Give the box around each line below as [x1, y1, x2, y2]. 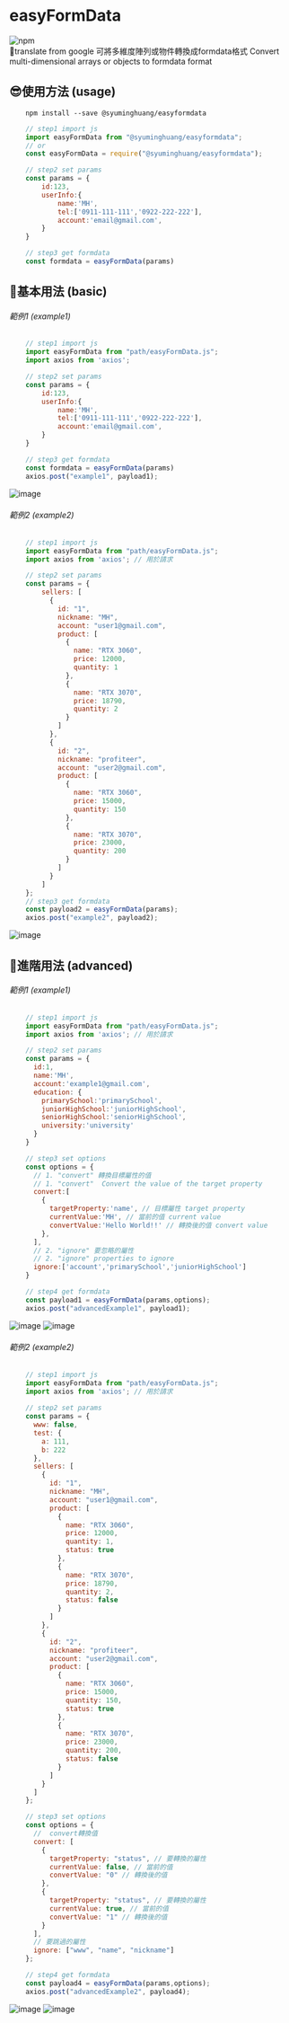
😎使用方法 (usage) [9, 84, 117, 100]
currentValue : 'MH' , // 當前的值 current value [48, 1213, 222, 1222]
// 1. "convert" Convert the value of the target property [32, 1179, 263, 1188]
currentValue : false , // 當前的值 [48, 1862, 173, 1871]
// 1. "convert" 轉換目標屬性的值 [32, 1171, 152, 1179]
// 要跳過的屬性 [32, 1938, 86, 1947]
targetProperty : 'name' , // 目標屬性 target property [48, 1205, 245, 1214]
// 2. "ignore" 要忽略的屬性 [32, 1246, 135, 1255]
